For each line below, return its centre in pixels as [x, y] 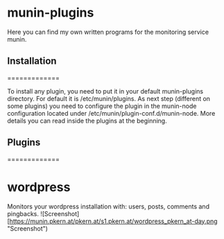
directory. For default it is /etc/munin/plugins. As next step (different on [109, 98]
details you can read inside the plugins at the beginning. [87, 121]
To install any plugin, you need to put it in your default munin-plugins [105, 91]
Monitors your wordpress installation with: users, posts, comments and [109, 206]
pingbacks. [23, 213]
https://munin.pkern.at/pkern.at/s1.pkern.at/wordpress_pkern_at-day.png [113, 221]
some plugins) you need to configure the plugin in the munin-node [102, 106]
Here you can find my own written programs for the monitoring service [108, 32]
